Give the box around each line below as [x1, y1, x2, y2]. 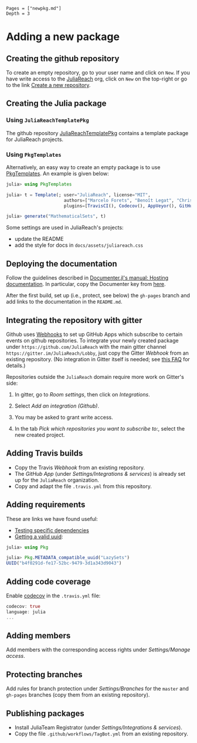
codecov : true [6, 604, 41, 610]
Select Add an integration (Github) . [14, 402, 100, 409]
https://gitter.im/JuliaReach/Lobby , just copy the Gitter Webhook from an [6, 349, 189, 357]
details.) [6, 362, 26, 369]
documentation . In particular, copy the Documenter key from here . [6, 281, 166, 288]
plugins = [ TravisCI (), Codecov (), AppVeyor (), [63, 203, 177, 209]
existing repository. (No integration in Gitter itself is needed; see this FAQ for [6, 355, 191, 362]
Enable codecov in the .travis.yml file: [6, 592, 101, 599]
